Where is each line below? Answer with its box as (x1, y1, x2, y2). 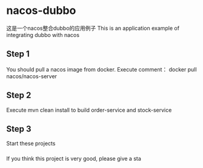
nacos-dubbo (6, 4, 76, 18)
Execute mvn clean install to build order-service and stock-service (6, 106, 172, 113)
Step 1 (6, 49, 30, 59)
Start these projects (6, 140, 56, 147)
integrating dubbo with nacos (6, 31, 80, 38)
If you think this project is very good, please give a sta (6, 155, 141, 163)
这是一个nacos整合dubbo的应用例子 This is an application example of (6, 24, 180, 32)
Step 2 (6, 90, 32, 101)
